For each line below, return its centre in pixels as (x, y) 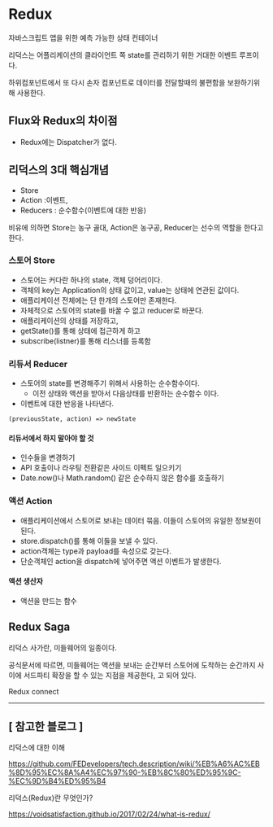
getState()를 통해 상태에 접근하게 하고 (80, 330)
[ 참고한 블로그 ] (46, 726)
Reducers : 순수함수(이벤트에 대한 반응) (83, 210)
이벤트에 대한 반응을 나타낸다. (67, 404)
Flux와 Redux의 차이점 (63, 121)
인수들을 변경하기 (48, 457)
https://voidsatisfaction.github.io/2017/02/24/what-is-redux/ (110, 814)
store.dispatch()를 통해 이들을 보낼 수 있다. (89, 540)
